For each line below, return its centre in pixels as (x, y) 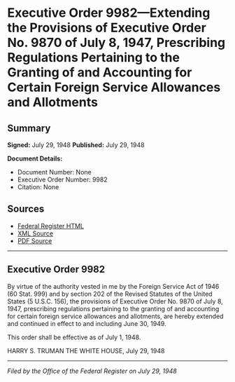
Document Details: (35, 158)
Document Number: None (55, 172)
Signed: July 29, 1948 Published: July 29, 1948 (76, 145)
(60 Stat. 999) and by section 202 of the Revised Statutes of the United (110, 294)
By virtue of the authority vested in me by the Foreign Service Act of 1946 (113, 286)
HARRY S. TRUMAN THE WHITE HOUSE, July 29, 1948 (86, 350)
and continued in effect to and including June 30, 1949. (87, 323)
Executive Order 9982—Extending (109, 13)
